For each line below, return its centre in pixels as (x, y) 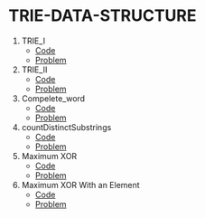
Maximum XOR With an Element (81, 185)
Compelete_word (53, 98)
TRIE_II (34, 70)
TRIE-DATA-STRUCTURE (102, 16)
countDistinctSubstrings (66, 127)
